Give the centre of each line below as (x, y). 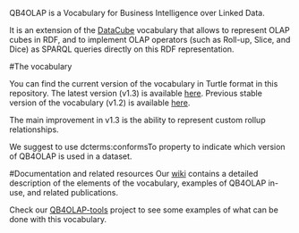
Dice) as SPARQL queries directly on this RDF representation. (122, 49)
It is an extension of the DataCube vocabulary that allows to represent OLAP (149, 30)
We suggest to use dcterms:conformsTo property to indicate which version (147, 147)
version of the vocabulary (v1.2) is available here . (100, 103)
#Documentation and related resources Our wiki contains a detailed (134, 174)
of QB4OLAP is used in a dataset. (71, 156)
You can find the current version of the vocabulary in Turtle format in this (144, 83)
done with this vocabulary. (58, 219)
